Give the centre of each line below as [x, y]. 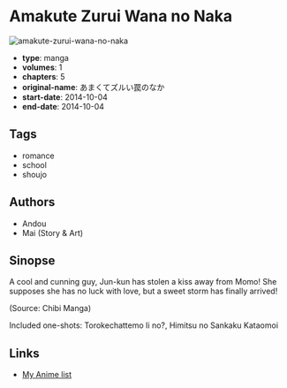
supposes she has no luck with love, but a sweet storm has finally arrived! [143, 291]
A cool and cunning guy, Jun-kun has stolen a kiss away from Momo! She [143, 282]
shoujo [34, 174]
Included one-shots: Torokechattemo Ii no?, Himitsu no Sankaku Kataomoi [144, 325]
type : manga [45, 57]
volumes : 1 [42, 67]
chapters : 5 [43, 76]
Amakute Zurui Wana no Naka [121, 16]
